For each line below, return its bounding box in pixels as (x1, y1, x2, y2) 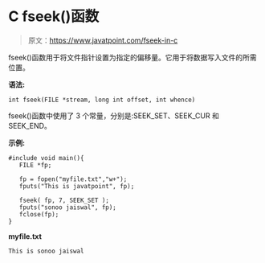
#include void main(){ (8, 154, 84, 162)
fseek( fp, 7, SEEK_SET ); (18, 196, 110, 204)
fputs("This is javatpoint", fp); (18, 182, 135, 190)
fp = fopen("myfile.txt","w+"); (18, 175, 128, 183)
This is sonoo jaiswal (8, 247, 84, 255)
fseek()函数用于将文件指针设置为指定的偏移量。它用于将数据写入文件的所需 (8, 52, 257, 62)
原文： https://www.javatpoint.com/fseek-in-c (27, 35, 178, 45)
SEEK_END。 (8, 121, 52, 130)
